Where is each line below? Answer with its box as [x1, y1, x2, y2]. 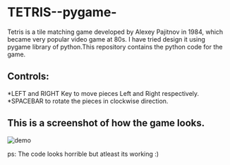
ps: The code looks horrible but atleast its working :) [7, 149, 159, 158]
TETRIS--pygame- [7, 4, 117, 20]
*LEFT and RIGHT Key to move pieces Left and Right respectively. [7, 89, 200, 97]
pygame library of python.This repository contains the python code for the [7, 42, 223, 51]
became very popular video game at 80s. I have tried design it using [7, 35, 206, 43]
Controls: [7, 71, 49, 82]
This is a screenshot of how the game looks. [7, 117, 205, 129]
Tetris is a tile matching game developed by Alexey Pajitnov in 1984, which [7, 28, 224, 36]
